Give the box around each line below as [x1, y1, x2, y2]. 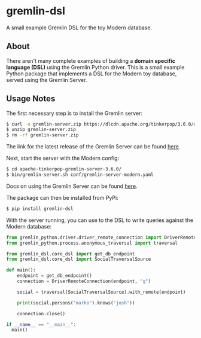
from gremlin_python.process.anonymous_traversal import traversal [6, 240, 178, 246]
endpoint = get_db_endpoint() [17, 273, 93, 279]
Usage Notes [6, 94, 56, 104]
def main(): [6, 267, 36, 273]
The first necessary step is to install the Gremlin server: [6, 109, 142, 117]
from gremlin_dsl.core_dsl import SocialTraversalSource [6, 256, 151, 263]
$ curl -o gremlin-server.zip [6, 121, 82, 127]
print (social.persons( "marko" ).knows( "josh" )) [17, 300, 135, 306]
